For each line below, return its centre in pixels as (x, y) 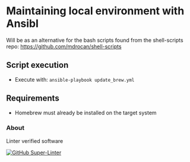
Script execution (37, 65)
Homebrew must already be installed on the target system (85, 113)
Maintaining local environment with (95, 11)
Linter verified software (35, 141)
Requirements (33, 99)
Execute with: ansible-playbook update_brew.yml (75, 79)
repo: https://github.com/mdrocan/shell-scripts (64, 46)
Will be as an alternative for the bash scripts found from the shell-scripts (95, 40)
